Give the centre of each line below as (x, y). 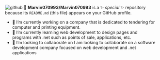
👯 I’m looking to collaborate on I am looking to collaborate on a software (84, 42)
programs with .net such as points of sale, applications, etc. (72, 37)
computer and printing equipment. (46, 27)
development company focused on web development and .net (74, 48)
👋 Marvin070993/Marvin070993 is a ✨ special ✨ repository (85, 7)
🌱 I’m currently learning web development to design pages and (75, 32)
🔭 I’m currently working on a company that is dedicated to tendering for (83, 22)
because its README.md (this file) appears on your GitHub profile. (68, 13)
